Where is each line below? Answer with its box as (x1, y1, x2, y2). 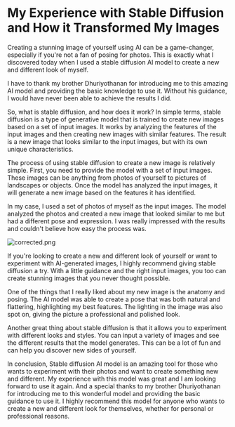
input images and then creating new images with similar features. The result (7, 130, 227, 138)
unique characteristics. (7, 145, 74, 153)
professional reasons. (7, 412, 70, 420)
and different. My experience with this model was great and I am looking (7, 374, 216, 383)
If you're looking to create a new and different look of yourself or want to (7, 251, 217, 260)
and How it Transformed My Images (7, 20, 220, 36)
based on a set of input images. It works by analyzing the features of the (7, 122, 217, 131)
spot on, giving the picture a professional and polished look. (7, 310, 180, 318)
